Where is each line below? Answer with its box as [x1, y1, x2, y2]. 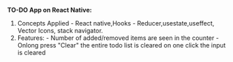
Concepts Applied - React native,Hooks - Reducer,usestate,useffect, [17, 19, 215, 27]
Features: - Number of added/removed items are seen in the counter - [17, 34, 219, 42]
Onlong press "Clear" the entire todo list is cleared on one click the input [17, 41, 226, 49]
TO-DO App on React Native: [7, 6, 92, 14]
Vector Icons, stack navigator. [17, 27, 103, 34]
